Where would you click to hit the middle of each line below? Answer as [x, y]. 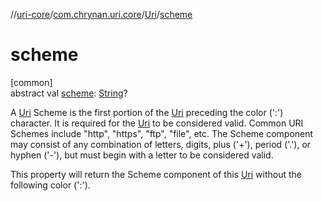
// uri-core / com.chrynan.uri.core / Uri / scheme [101, 14]
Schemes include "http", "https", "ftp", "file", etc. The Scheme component [162, 133]
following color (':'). [50, 185]
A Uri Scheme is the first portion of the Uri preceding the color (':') [147, 112]
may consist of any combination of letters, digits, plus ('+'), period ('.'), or [161, 144]
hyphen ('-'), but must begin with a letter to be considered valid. [142, 155]
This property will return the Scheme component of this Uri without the [156, 174]
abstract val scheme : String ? [69, 93]
